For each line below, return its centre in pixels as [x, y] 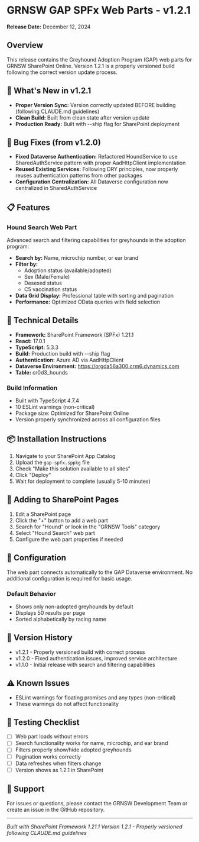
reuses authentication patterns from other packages [79, 176]
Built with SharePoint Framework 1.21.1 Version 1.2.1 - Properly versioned [94, 827]
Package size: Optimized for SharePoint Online [72, 413]
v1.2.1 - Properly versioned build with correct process [80, 652]
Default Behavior [31, 593]
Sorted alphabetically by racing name [61, 619]
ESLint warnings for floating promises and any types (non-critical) [95, 697]
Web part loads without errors [52, 737]
